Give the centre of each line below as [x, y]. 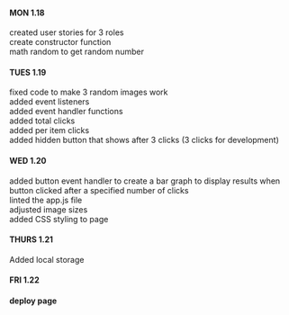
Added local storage [47, 259]
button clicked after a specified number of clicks [99, 190]
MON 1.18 [27, 13]
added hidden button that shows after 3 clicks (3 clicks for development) [144, 140]
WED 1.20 [28, 161]
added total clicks [42, 121]
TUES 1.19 [28, 72]
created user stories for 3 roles [67, 32]
